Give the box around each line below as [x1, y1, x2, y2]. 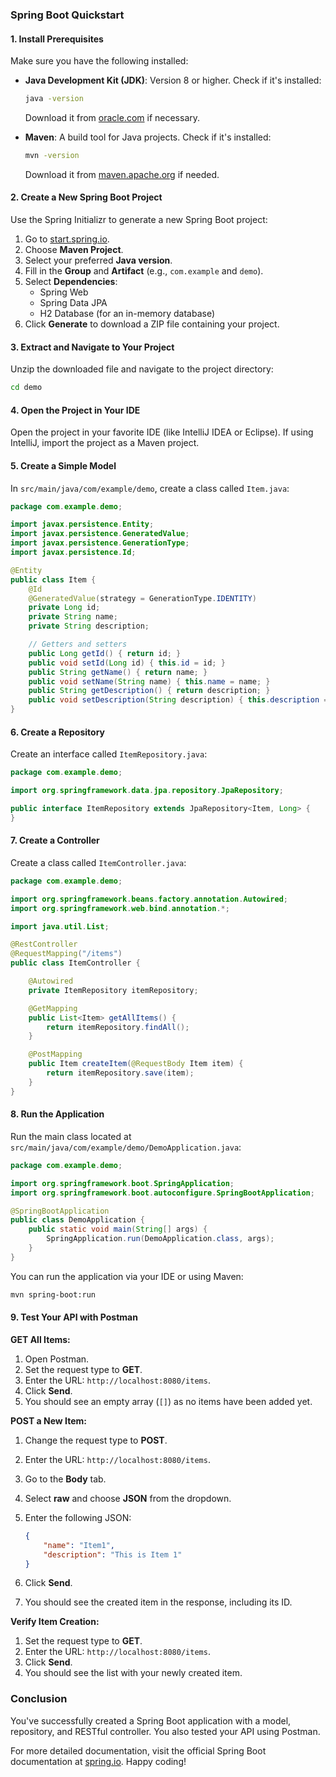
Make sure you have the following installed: [10, 55, 189, 67]
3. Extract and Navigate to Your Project [10, 341, 175, 353]
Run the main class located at [10, 1130, 132, 1142]
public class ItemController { [10, 958, 141, 968]
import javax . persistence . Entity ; [10, 519, 155, 530]
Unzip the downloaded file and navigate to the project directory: [10, 363, 274, 375]
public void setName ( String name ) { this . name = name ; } [28, 676, 271, 687]
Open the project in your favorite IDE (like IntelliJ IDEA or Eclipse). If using [10, 426, 314, 438]
